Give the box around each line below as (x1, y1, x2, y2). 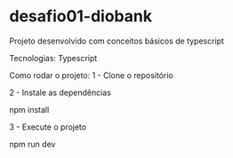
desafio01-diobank (9, 6, 153, 27)
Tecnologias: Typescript (9, 52, 98, 63)
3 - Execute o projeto (9, 122, 87, 132)
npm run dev (9, 138, 56, 149)
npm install (9, 104, 50, 115)
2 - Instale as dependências (9, 87, 111, 98)
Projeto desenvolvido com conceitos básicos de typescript (9, 36, 225, 46)
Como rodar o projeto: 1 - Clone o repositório (9, 69, 173, 81)
